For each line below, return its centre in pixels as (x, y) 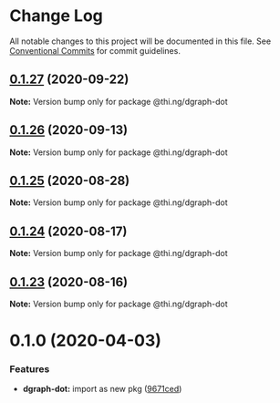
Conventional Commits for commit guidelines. (95, 50)
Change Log (56, 16)
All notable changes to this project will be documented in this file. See (140, 41)
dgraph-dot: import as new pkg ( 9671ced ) (102, 389)
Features (30, 369)
